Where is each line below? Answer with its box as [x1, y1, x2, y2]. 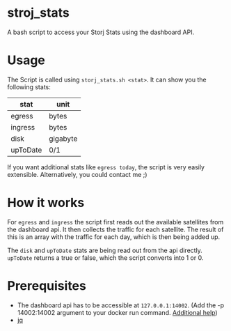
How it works [7, 195, 85, 210]
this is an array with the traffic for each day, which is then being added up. [7, 232, 221, 241]
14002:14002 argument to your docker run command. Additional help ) [17, 308, 218, 316]
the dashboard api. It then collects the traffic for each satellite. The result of [7, 225, 224, 233]
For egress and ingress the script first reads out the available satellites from [7, 217, 224, 226]
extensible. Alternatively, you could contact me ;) [7, 170, 148, 178]
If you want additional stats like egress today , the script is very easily [7, 162, 205, 171]
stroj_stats [7, 5, 70, 21]
